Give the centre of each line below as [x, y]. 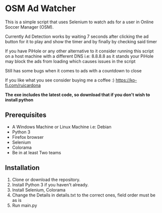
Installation [22, 168]
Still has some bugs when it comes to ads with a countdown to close [73, 70]
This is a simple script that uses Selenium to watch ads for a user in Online [79, 22]
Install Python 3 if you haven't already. [50, 184]
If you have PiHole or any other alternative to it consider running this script [79, 51]
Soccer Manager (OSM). [29, 27]
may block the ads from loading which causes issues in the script [70, 61]
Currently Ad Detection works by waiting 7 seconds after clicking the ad [77, 36]
